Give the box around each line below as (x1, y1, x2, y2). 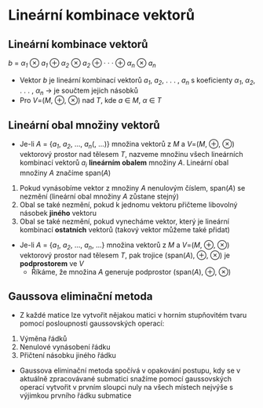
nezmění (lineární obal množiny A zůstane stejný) (19, 191, 179, 201)
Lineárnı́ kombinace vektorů (8, 6, 195, 24)
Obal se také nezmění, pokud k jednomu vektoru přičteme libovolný (19, 199, 238, 209)
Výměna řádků (19, 334, 68, 344)
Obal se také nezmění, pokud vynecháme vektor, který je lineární (19, 217, 230, 226)
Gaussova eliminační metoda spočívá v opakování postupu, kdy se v (19, 366, 241, 375)
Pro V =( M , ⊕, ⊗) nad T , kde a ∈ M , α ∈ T (19, 96, 163, 105)
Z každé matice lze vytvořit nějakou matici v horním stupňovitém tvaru (19, 311, 247, 320)
